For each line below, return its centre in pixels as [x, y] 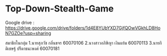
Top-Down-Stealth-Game [59, 9]
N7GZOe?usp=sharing [28, 33]
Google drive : [20, 22]
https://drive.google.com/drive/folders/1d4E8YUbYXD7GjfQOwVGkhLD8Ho [83, 27]
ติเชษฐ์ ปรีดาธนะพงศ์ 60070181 [32, 48]
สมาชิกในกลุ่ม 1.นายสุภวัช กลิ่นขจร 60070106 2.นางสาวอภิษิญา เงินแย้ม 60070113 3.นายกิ [83, 42]
